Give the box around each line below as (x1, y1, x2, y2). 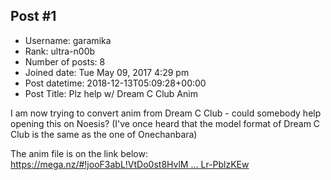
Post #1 (10, 8, 57, 25)
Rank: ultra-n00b (24, 45, 96, 57)
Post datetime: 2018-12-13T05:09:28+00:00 (24, 77, 207, 89)
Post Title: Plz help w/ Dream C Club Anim (24, 87, 198, 99)
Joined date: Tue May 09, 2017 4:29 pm (24, 66, 190, 78)
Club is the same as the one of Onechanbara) (10, 128, 198, 140)
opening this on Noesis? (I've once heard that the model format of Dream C (10, 117, 321, 129)
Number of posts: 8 (24, 55, 106, 68)
